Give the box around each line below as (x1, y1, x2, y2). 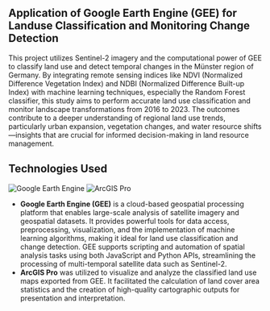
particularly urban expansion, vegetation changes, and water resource (8, 121, 242, 131)
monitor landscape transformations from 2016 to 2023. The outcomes (8, 104, 240, 114)
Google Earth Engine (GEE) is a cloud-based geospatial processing (19, 199, 244, 209)
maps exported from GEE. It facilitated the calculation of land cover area (19, 276, 260, 285)
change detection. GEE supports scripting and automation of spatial (19, 242, 246, 251)
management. (8, 139, 55, 148)
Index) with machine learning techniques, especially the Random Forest (8, 87, 246, 97)
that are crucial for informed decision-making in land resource (43, 130, 250, 139)
